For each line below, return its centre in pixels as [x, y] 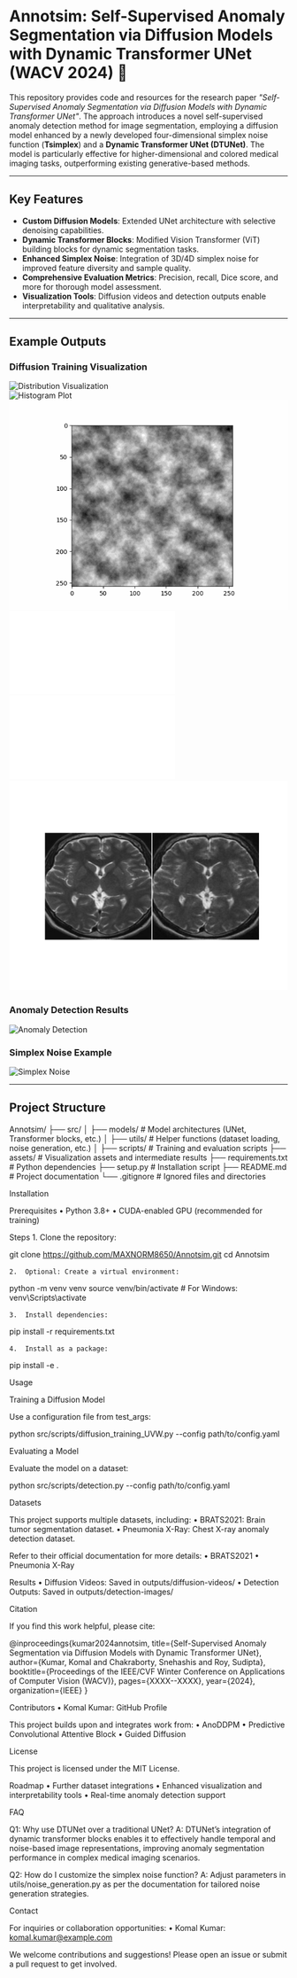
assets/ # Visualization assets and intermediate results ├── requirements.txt [148, 1157]
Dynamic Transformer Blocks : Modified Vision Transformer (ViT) [141, 239]
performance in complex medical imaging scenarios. [105, 1857]
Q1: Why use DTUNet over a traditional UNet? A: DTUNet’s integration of [140, 1829]
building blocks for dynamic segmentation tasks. [110, 249]
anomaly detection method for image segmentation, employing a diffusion [144, 125]
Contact [23, 1911]
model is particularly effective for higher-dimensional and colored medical [144, 153]
